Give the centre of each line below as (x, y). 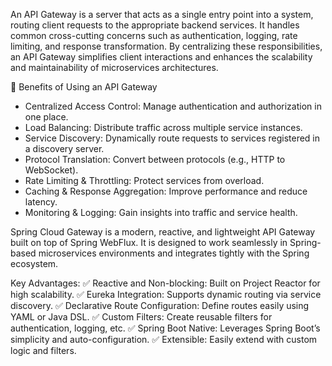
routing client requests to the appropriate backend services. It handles (155, 25)
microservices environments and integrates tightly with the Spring (174, 253)
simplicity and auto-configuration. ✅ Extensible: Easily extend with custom (164, 339)
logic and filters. (43, 350)
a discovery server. (64, 148)
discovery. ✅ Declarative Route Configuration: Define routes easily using (160, 305)
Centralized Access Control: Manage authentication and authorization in (173, 106)
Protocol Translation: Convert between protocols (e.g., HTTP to (155, 159)
